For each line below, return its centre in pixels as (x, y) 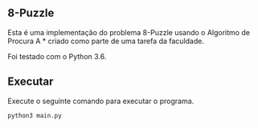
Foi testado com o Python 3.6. (57, 56)
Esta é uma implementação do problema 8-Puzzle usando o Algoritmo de (129, 32)
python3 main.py (35, 115)
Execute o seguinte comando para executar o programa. (101, 101)
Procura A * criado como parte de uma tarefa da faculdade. (106, 41)
